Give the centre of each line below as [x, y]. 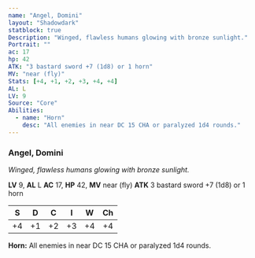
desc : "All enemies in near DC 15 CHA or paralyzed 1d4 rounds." [132, 125]
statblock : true [35, 30]
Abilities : [26, 111]
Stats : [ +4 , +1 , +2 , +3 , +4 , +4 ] [63, 81]
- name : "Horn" [40, 118]
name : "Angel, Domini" [45, 15]
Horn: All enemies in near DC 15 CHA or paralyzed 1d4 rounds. [110, 245]
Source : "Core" [33, 103]
